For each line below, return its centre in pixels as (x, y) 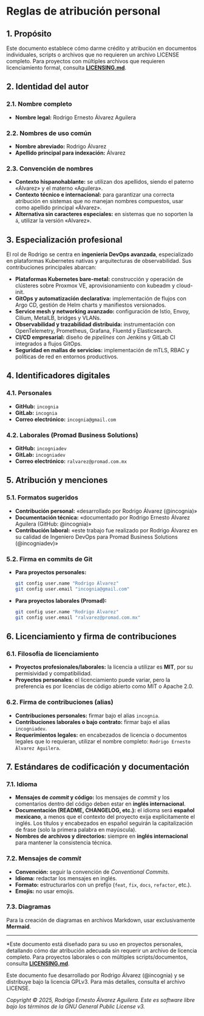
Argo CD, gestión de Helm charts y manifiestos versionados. (90, 305)
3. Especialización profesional (64, 239)
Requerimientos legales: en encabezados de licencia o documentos (101, 735)
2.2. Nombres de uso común (49, 133)
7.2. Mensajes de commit (44, 858)
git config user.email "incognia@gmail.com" (72, 589)
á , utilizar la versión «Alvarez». (53, 221)
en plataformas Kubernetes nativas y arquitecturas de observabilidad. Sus (99, 261)
